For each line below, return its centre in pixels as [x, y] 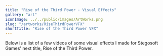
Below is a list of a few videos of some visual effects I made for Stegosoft [82, 43]
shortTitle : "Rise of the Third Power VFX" [52, 29]
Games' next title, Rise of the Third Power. [49, 48]
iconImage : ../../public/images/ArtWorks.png [54, 19]
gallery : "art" [21, 15]
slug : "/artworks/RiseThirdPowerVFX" [45, 24]
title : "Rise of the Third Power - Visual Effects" [61, 10]
